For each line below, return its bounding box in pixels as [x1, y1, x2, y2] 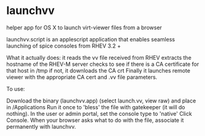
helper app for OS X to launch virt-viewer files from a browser [6, 24, 162, 31]
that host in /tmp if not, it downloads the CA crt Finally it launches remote [6, 66, 191, 74]
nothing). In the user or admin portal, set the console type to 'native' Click [6, 110, 192, 117]
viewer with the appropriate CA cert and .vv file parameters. [6, 73, 158, 81]
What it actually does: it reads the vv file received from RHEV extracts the [6, 54, 192, 61]
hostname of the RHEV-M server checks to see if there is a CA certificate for [6, 60, 199, 68]
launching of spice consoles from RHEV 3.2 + [6, 42, 121, 49]
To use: [6, 85, 26, 92]
